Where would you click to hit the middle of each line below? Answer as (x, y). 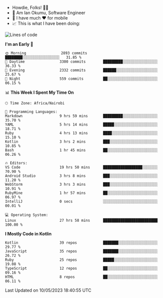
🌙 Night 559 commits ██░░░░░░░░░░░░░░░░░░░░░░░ (81, 79)
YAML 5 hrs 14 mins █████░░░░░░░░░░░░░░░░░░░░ (81, 125)
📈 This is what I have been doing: (46, 23)
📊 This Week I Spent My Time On (39, 92)
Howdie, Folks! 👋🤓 (30, 8)
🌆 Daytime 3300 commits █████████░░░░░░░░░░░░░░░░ (81, 62)
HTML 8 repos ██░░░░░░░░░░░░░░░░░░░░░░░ (81, 277)
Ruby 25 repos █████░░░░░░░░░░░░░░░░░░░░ (81, 260)
